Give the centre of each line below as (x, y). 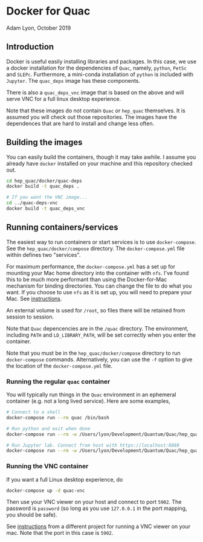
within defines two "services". (43, 254)
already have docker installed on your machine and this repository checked (99, 163)
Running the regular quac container (58, 381)
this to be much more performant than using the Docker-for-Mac (87, 279)
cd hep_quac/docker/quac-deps (44, 181)
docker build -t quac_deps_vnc (46, 209)
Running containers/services (63, 227)
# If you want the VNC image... (47, 198)
